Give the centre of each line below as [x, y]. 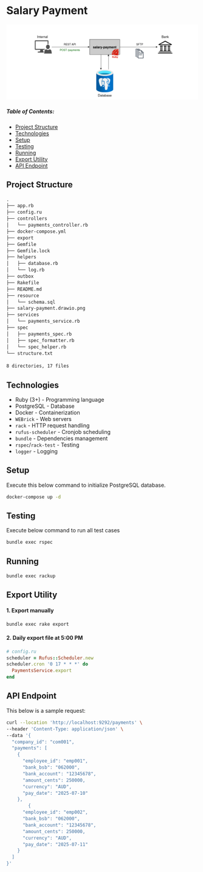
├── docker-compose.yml [36, 232]
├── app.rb [20, 206]
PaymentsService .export [42, 671]
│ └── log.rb [26, 270]
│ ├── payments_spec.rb [39, 334]
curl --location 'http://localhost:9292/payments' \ [74, 723]
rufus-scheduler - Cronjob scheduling [63, 431]
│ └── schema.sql [31, 302]
